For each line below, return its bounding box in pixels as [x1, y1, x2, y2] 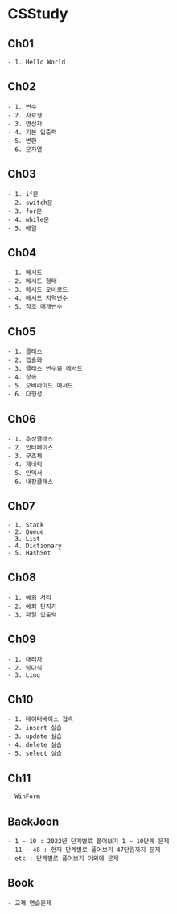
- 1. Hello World [7, 58, 66, 66]
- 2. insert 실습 [7, 724, 62, 732]
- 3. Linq [7, 670, 41, 679]
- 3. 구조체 [7, 452, 43, 461]
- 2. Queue [7, 527, 44, 535]
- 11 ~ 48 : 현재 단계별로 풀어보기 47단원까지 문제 [7, 846, 161, 854]
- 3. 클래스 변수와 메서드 [7, 365, 83, 373]
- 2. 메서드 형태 [7, 277, 57, 285]
